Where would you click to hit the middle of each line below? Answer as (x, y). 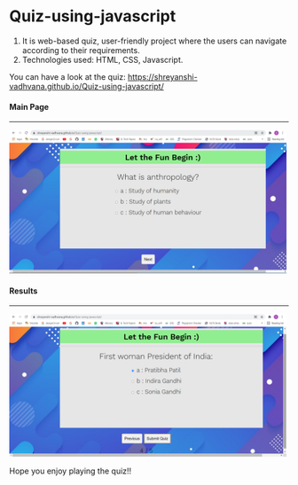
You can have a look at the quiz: (67, 76)
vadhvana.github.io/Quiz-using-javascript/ (86, 86)
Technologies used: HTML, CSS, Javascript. (102, 59)
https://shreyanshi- (162, 76)
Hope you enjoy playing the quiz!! (71, 471)
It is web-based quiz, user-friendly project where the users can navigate (154, 41)
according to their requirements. (81, 50)
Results (24, 291)
